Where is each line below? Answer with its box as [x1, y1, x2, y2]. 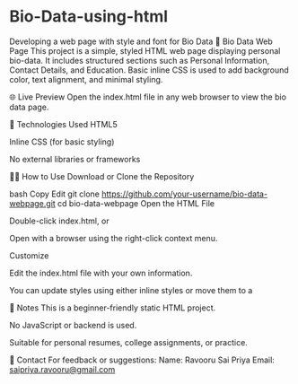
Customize [9, 249, 49, 261]
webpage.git [9, 197, 56, 208]
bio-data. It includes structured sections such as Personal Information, [9, 55, 270, 65]
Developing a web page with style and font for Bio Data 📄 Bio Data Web [9, 36, 274, 47]
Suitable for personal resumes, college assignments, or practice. [9, 336, 249, 347]
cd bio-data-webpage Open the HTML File [57, 197, 215, 208]
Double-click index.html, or [9, 215, 110, 226]
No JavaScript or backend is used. [9, 319, 137, 330]
